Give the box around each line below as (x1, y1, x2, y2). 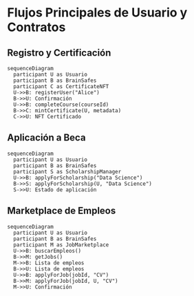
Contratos (7, 19, 66, 35)
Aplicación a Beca (7, 132, 86, 144)
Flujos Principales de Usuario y (7, 5, 188, 21)
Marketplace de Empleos (7, 205, 116, 217)
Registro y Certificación (7, 47, 111, 59)
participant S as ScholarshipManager (13, 168, 122, 175)
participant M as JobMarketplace (13, 241, 109, 249)
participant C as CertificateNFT (13, 83, 109, 90)
